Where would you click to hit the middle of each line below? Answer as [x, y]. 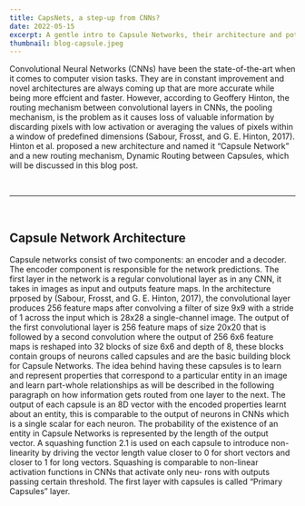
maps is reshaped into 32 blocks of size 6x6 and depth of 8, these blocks [147, 347]
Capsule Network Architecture [98, 238]
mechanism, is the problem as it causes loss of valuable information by [142, 117]
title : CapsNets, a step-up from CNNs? [85, 18]
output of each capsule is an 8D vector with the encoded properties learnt [148, 404]
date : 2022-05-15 [42, 26]
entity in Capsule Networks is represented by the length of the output [139, 433]
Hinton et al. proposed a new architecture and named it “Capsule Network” [149, 146]
